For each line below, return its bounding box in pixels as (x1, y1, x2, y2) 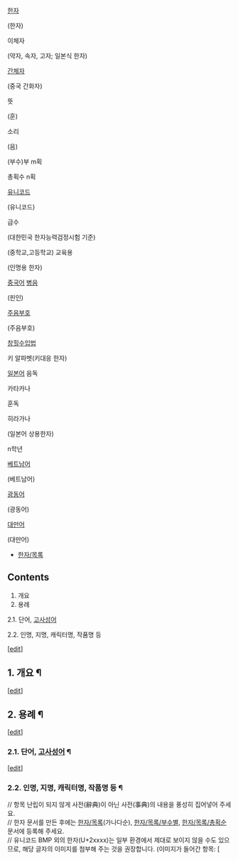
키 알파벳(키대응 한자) (7, 354, 67, 362)
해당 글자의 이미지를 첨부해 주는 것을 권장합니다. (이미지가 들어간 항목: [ (22, 845, 220, 854)
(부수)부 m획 (7, 157, 43, 166)
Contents (7, 571, 50, 583)
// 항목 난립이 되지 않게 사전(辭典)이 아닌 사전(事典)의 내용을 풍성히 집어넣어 (7, 800, 218, 809)
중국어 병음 (7, 278, 38, 287)
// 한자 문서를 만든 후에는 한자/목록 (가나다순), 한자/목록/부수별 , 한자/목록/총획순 (7, 818, 227, 827)
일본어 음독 (7, 369, 38, 377)
